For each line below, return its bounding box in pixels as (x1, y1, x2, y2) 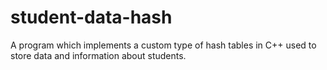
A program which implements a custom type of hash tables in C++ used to (10, 39, 317, 51)
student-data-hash (10, 6, 173, 29)
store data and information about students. (10, 49, 187, 61)
